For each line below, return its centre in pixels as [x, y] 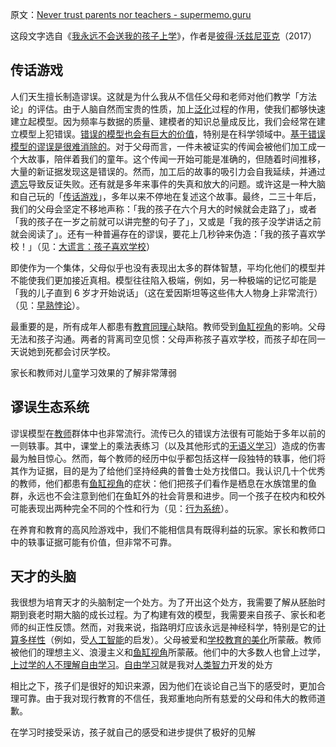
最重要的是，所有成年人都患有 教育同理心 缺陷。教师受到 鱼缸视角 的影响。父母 [168, 326]
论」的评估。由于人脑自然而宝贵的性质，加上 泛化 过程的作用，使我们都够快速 [168, 109]
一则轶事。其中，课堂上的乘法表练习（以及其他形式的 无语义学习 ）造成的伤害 [168, 445]
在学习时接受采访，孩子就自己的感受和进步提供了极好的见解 [133, 732]
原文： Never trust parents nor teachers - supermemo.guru [131, 14]
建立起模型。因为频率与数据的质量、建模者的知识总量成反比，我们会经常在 [163, 121]
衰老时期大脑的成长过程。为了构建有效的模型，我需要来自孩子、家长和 [172, 615]
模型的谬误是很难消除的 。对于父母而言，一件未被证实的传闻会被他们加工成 [163, 146]
